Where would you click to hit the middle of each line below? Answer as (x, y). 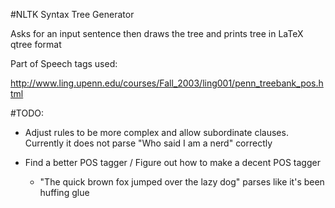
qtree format (36, 44)
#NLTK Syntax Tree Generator (72, 14)
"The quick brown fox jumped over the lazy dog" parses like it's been (182, 182)
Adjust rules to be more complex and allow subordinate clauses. (156, 132)
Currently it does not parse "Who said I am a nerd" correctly (148, 143)
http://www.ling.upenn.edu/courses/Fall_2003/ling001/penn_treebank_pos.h (167, 83)
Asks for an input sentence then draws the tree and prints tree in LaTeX (157, 33)
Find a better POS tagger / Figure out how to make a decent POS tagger (172, 162)
